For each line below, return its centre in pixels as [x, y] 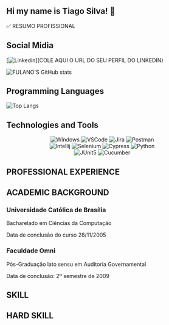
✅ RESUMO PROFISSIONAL [41, 26]
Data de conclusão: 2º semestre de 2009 [58, 276]
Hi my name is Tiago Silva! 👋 [61, 11]
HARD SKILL [30, 316]
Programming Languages [55, 91]
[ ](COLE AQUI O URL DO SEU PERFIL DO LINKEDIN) [85, 60]
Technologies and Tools [53, 125]
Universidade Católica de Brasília [56, 210]
